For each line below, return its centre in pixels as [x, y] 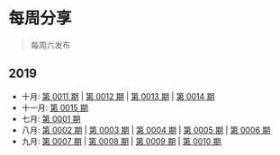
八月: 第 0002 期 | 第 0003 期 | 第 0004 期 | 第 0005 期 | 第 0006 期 [146, 130]
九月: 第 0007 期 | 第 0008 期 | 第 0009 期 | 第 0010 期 [121, 141]
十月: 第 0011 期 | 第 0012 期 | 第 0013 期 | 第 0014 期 [118, 96]
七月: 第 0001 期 [51, 118]
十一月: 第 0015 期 [55, 108]
